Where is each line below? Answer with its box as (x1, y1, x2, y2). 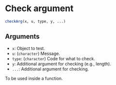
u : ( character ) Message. (12, 51, 60, 56)
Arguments (5, 33, 40, 41)
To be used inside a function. (5, 75, 63, 81)
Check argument (5, 3, 74, 14)
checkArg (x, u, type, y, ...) (5, 19, 66, 24)
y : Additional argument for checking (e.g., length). (12, 61, 111, 67)
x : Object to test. (12, 45, 45, 51)
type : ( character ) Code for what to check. (12, 55, 95, 61)
